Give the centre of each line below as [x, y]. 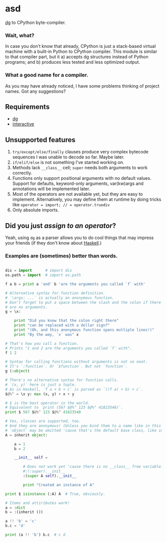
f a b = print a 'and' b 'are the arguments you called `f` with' [75, 284]
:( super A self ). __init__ [50, 476]
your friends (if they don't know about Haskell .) [53, 243]
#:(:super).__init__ [44, 471]
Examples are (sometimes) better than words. [61, 256]
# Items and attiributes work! [38, 503]
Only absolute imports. [36, 210]
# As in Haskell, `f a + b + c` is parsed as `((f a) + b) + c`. [74, 389]
